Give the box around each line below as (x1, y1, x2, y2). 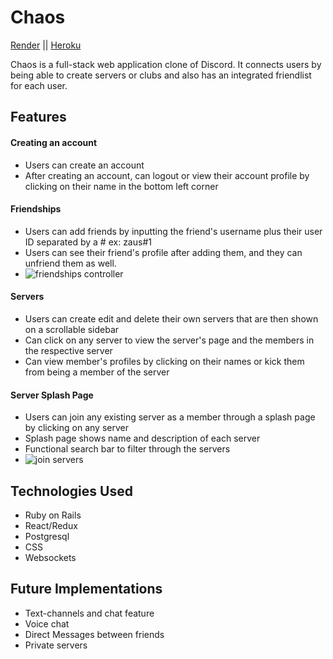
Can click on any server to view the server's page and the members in (24, 334, 315, 346)
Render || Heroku (10, 39, 82, 51)
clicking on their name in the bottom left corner (24, 180, 219, 192)
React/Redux (24, 519, 78, 531)
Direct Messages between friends (24, 628, 165, 640)
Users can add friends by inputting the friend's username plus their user (24, 225, 323, 237)
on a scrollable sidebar (24, 323, 120, 335)
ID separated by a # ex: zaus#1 (24, 236, 152, 248)
